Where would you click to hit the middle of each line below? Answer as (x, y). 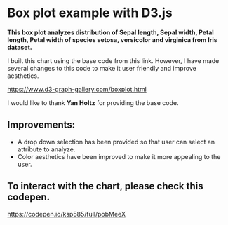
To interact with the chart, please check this (105, 186)
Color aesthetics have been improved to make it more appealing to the (119, 156)
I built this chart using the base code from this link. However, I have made (113, 60)
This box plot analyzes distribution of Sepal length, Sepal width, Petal (110, 32)
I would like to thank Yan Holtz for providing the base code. (93, 102)
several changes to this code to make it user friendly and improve (102, 68)
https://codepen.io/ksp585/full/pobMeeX (67, 214)
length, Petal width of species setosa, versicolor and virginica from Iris (112, 39)
